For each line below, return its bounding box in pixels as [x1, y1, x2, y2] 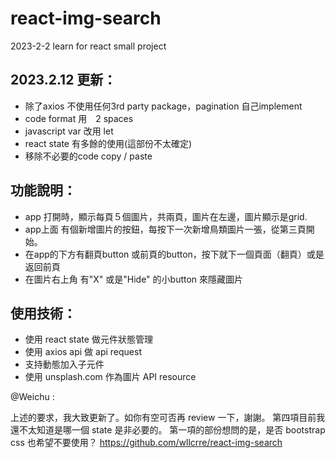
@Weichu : [10, 391, 55, 403]
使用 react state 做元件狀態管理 [24, 333, 153, 346]
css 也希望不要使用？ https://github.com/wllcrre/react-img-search [10, 437, 283, 449]
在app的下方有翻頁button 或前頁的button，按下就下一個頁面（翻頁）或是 [24, 248, 325, 260]
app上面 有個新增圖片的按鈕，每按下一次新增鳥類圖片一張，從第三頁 [24, 223, 307, 235]
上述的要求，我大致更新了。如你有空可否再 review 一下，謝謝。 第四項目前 [10, 412, 317, 424]
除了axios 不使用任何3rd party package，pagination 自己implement [24, 100, 303, 112]
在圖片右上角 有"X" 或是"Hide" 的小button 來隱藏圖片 [24, 273, 244, 285]
